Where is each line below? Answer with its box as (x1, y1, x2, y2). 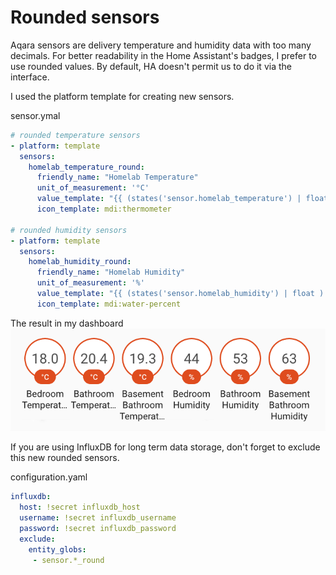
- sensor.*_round (32, 555, 105, 565)
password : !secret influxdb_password (19, 523, 177, 533)
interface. (10, 71, 50, 83)
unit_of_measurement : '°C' (36, 183, 150, 193)
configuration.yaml (10, 471, 88, 483)
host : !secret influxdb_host (19, 502, 141, 513)
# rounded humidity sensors (10, 225, 128, 235)
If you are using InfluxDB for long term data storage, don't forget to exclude (10, 441, 321, 453)
